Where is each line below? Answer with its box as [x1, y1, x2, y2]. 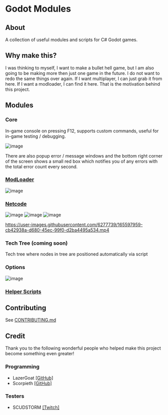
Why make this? [5, 51, 57, 60]
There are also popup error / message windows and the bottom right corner [5, 153, 163, 159]
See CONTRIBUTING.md [5, 317, 57, 323]
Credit [5, 331, 25, 340]
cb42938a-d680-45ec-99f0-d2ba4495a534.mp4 [5, 227, 109, 233]
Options [5, 264, 25, 271]
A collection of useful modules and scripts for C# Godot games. [5, 36, 138, 43]
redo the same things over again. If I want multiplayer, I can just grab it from [5, 76, 162, 82]
